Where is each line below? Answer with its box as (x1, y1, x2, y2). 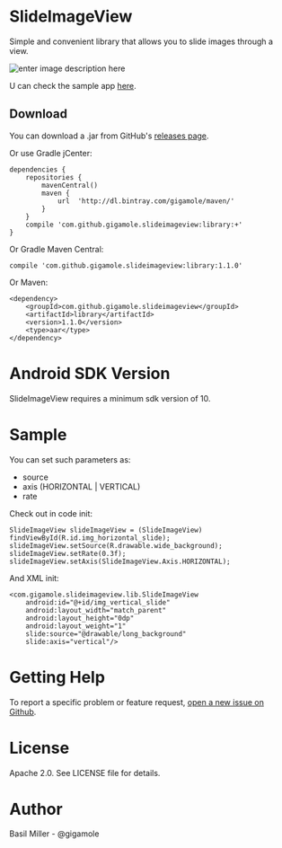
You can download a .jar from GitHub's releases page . (9, 130, 209, 141)
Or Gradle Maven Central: (9, 243, 104, 254)
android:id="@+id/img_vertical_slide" (25, 597, 171, 607)
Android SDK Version (9, 363, 171, 384)
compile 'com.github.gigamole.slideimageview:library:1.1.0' (9, 261, 243, 270)
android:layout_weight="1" (25, 622, 127, 631)
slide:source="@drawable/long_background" (25, 629, 187, 639)
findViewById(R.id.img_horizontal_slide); (9, 533, 171, 543)
